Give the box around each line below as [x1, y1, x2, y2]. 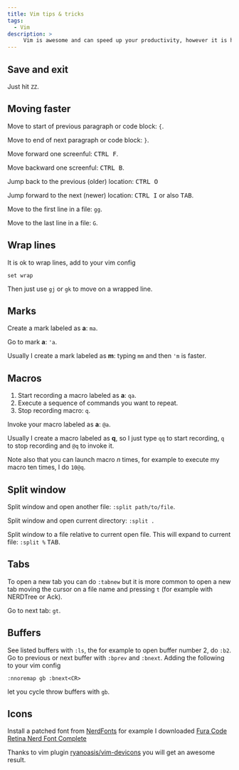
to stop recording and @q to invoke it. [7, 441, 115, 450]
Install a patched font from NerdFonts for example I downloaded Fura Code [7, 727, 228, 735]
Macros [7, 372, 42, 384]
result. [7, 756, 26, 764]
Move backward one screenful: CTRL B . [7, 163, 124, 172]
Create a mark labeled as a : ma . [7, 324, 98, 332]
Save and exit [7, 63, 69, 76]
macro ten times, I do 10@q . [7, 463, 86, 471]
